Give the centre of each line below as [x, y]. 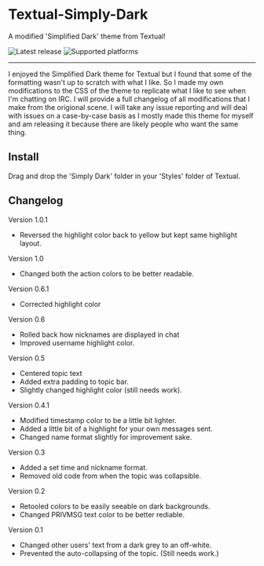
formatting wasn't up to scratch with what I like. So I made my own [116, 82]
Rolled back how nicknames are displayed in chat [99, 334]
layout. [30, 243]
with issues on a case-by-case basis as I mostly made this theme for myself [131, 115]
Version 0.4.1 [29, 405]
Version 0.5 [27, 358]
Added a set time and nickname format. [83, 467]
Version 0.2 [27, 491]
